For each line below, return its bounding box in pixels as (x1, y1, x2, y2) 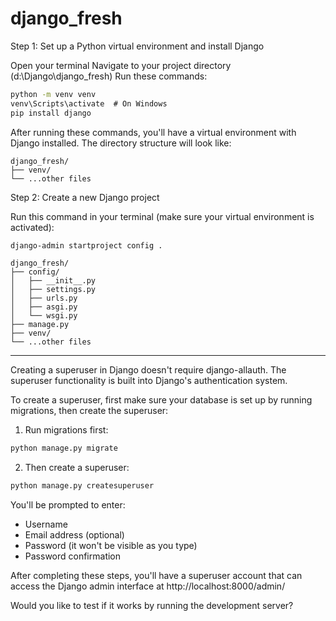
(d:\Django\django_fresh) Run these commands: (10, 70, 208, 82)
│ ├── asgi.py (10, 302, 78, 312)
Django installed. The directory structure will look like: (10, 137, 232, 149)
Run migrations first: (24, 424, 109, 436)
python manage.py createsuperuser (10, 481, 155, 491)
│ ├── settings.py (10, 285, 97, 295)
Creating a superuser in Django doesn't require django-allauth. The (10, 364, 287, 376)
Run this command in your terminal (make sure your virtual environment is (10, 210, 315, 222)
